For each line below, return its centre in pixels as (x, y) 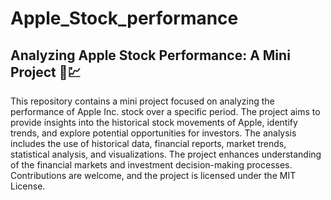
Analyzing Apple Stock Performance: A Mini (150, 55)
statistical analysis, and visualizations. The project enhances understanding (166, 154)
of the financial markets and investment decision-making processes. (151, 165)
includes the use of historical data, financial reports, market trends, (148, 143)
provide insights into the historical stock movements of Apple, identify (154, 122)
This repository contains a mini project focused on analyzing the (142, 101)
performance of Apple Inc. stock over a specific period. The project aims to (165, 111)
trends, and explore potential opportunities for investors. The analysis (153, 133)
